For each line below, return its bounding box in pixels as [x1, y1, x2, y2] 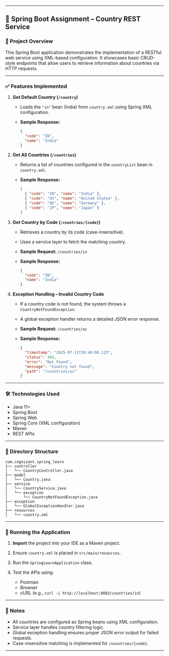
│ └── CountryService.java [5, 486, 66, 491]
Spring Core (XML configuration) [12, 420, 80, 426]
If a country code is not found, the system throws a [20, 301, 126, 307]
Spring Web [12, 414, 37, 421]
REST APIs [12, 431, 35, 437]
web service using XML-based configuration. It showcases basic [5, 54, 140, 61]
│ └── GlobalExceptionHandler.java [5, 503, 84, 508]
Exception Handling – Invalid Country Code [12, 291, 104, 297]
